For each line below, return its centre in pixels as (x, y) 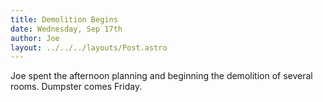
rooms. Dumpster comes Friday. (76, 87)
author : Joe (35, 38)
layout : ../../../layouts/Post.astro (89, 47)
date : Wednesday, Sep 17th (66, 29)
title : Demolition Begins (64, 19)
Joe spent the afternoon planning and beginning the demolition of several (161, 76)
